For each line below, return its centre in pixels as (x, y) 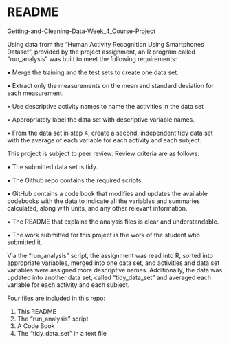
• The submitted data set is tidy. (53, 166)
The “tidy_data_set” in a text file (62, 333)
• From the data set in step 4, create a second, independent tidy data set (110, 133)
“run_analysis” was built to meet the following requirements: (92, 58)
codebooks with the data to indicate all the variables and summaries (104, 201)
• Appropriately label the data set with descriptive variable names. (101, 119)
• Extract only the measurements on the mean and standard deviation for (111, 85)
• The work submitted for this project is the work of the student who (104, 235)
